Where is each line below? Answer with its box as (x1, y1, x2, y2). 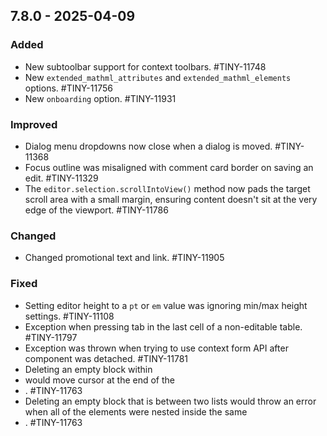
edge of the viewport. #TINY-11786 (24, 204, 169, 216)
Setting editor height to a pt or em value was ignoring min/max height (24, 299, 308, 311)
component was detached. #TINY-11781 (24, 352, 189, 364)
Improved (10, 117, 58, 131)
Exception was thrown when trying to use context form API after (24, 342, 289, 354)
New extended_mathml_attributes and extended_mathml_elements (24, 71, 292, 83)
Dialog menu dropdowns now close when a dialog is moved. (24, 140, 273, 152)
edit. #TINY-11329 (24, 172, 99, 184)
